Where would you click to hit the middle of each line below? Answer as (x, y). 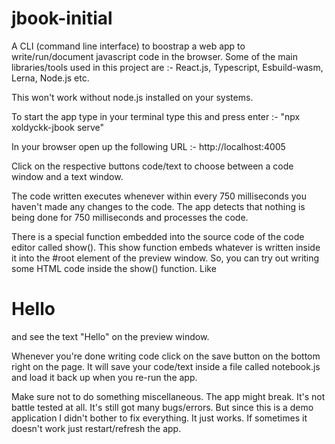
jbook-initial (62, 18)
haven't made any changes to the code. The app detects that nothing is (158, 206)
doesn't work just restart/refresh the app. (96, 428)
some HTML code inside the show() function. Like (114, 268)
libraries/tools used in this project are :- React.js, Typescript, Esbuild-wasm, (167, 67)
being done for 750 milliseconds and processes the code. (130, 217)
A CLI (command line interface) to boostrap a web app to (128, 46)
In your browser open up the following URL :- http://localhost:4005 (148, 146)
